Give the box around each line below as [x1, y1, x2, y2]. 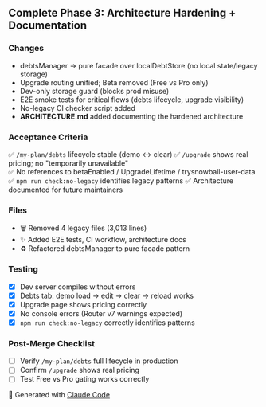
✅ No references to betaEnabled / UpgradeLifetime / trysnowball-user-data [8, 166, 256, 176]
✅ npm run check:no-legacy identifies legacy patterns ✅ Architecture [8, 175, 234, 186]
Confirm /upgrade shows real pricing [19, 366, 139, 375]
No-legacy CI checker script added [19, 103, 135, 112]
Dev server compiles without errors [19, 282, 136, 292]
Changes [8, 43, 45, 54]
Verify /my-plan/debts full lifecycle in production [19, 356, 178, 366]
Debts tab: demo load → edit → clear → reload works [19, 291, 194, 300]
